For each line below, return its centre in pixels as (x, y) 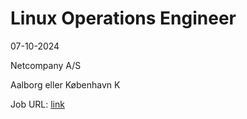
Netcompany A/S (46, 65)
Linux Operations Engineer (123, 18)
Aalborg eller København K (65, 84)
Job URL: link (37, 104)
